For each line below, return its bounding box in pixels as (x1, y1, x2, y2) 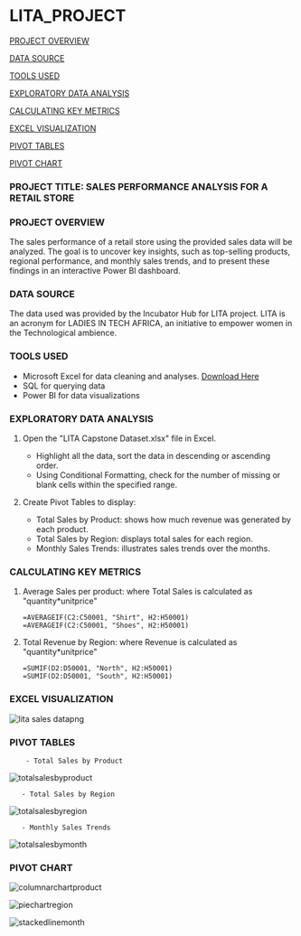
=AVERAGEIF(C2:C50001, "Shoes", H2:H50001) (22, 621, 190, 631)
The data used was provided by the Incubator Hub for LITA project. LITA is (9, 308, 287, 319)
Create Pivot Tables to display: (22, 497, 136, 508)
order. (35, 460, 59, 471)
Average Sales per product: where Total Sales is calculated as (22, 586, 253, 597)
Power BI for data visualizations (22, 389, 140, 400)
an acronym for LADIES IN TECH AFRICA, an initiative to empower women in (9, 318, 293, 329)
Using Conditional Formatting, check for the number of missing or (35, 470, 281, 481)
